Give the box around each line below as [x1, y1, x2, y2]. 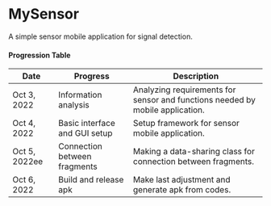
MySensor [8, 5, 79, 23]
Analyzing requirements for [132, 84, 236, 95]
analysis [58, 99, 90, 111]
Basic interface [58, 118, 115, 129]
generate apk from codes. [132, 184, 231, 195]
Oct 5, [12, 146, 36, 158]
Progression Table [8, 50, 71, 60]
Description [173, 70, 219, 82]
